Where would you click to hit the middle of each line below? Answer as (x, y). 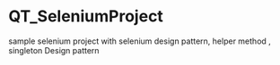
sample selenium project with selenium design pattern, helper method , (140, 41)
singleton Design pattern (54, 50)
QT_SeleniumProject (86, 16)
